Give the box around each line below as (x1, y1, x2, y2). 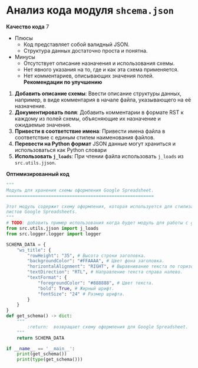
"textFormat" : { (27, 275, 67, 281)
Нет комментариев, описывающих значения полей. (23, 72, 154, 79)
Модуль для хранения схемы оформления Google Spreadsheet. (6, 187, 154, 193)
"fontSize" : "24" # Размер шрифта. (37, 291, 126, 297)
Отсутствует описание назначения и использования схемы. (23, 60, 175, 67)
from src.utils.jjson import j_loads (6, 226, 99, 232)
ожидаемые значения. (14, 121, 72, 128)
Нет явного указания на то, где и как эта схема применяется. (23, 66, 179, 73)
